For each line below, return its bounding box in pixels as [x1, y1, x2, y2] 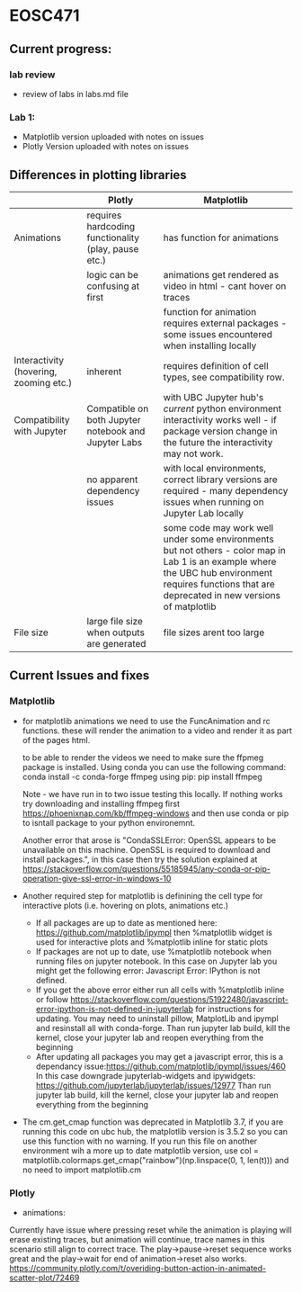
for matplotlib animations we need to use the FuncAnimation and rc [22, 715, 271, 726]
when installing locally [163, 339, 257, 352]
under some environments [163, 533, 274, 545]
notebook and [86, 425, 146, 437]
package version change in [163, 425, 278, 437]
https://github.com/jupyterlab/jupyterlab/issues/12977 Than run [35, 1080, 271, 1090]
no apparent [86, 473, 138, 486]
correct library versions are [163, 473, 279, 486]
